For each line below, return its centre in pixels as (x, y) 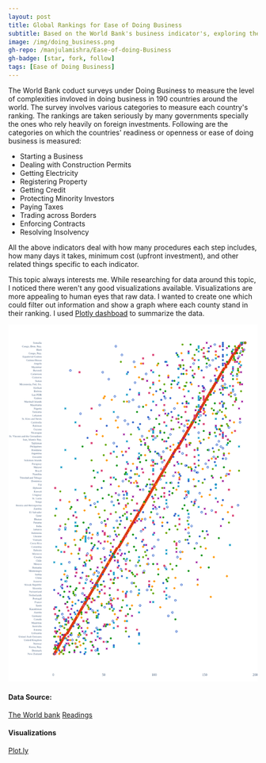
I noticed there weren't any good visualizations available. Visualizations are (131, 288)
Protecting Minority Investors (67, 198)
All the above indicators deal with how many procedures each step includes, (133, 247)
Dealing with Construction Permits (76, 164)
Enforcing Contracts (52, 223)
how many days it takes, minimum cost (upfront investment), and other (123, 256)
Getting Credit (42, 189)
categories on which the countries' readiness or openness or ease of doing (131, 132)
